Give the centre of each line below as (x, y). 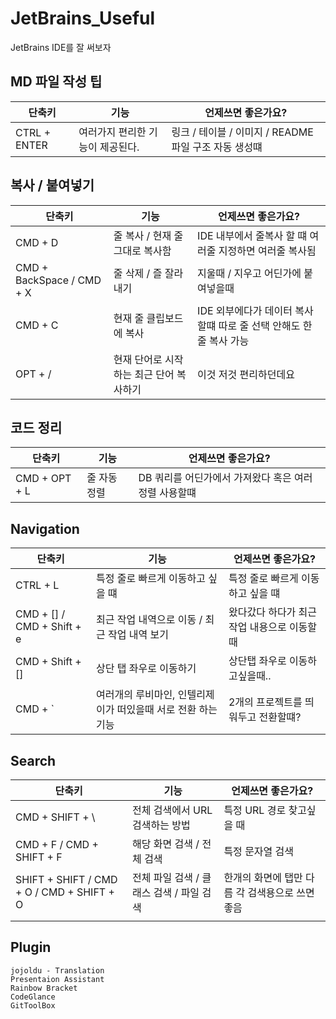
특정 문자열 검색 (259, 851)
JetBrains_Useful (83, 18)
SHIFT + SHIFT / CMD (66, 879)
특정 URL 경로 (255, 810)
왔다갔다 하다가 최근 (273, 612)
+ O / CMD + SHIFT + (65, 892)
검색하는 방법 (161, 825)
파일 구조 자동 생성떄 (217, 147)
